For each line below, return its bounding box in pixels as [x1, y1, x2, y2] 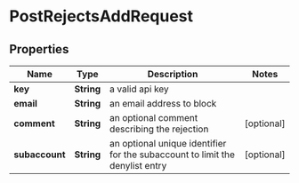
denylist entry [109, 160, 167, 171]
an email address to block [109, 98, 217, 109]
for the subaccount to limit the [109, 148, 236, 161]
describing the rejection [109, 123, 209, 135]
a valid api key [109, 83, 169, 95]
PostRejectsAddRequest [9, 6, 194, 27]
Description [147, 68, 198, 80]
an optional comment [109, 112, 198, 123]
